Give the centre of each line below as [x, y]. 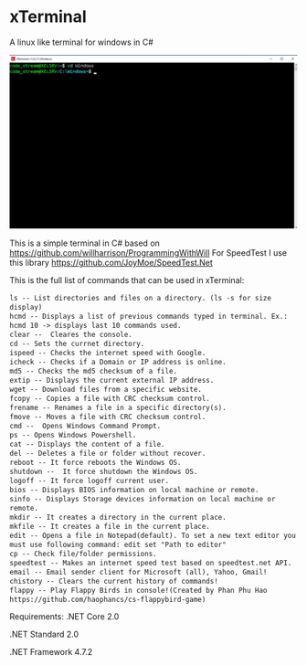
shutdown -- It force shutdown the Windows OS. [104, 472]
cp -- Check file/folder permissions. [83, 554]
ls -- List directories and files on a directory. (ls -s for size [141, 299]
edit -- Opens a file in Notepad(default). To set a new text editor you [153, 536]
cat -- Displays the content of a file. [88, 445]
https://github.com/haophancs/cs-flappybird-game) [108, 600]
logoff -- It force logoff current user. [90, 481]
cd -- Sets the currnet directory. [77, 344]
